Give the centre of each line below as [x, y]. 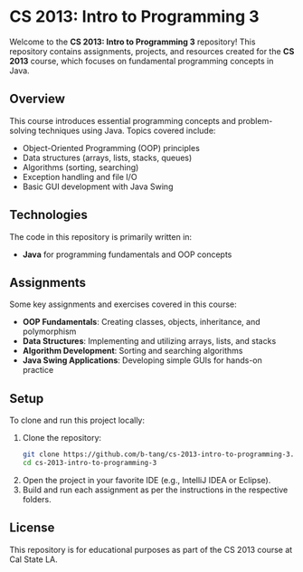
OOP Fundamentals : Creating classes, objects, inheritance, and [141, 322]
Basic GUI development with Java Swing [98, 186]
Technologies [49, 215]
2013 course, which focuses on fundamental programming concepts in [142, 61]
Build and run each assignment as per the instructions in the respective [155, 490]
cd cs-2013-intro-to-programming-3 [90, 463]
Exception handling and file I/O [80, 176]
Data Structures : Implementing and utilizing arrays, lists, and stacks [149, 341]
